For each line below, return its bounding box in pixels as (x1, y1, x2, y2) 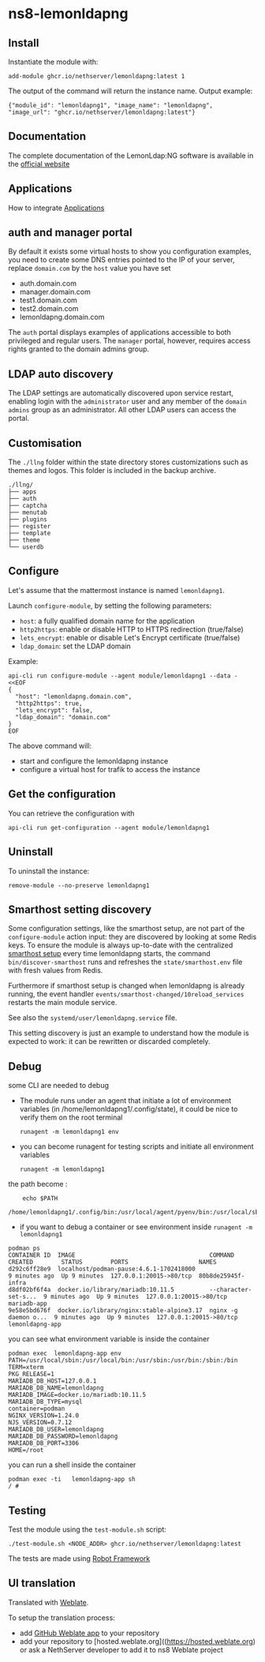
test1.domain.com (19, 295, 77, 305)
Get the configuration (8, 787, 116, 801)
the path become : (8, 1180, 68, 1189)
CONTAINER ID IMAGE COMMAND (8, 1251, 235, 1259)
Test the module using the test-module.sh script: (8, 1525, 167, 1534)
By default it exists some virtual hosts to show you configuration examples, (8, 246, 252, 257)
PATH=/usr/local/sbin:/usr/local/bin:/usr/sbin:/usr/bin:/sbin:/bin (8, 1356, 238, 1364)
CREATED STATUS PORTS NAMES (8, 1259, 217, 1266)
